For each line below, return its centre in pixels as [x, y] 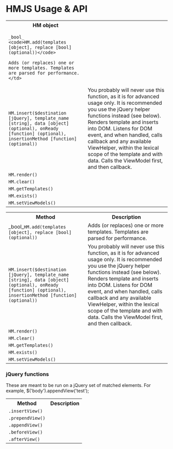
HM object [45, 25]
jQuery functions [27, 374]
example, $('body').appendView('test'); [47, 391]
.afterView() [24, 440]
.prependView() [27, 418]
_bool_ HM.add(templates [37, 226]
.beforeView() [26, 432]
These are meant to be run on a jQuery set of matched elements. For [78, 385]
